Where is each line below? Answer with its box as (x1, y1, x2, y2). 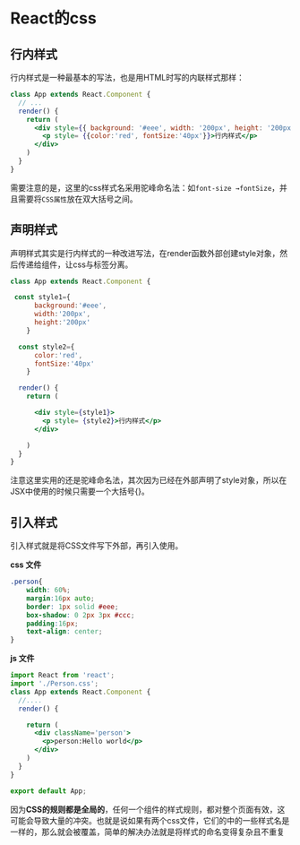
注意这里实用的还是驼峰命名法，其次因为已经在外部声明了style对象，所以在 (10, 475, 287, 486)
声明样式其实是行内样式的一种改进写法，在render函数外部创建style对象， (10, 247, 280, 258)
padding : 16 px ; (26, 619, 79, 628)
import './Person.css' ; (10, 679, 99, 688)
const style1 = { (13, 293, 71, 302)
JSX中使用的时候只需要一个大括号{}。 (10, 486, 150, 497)
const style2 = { (18, 342, 75, 351)
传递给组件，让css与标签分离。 (17, 259, 133, 270)
